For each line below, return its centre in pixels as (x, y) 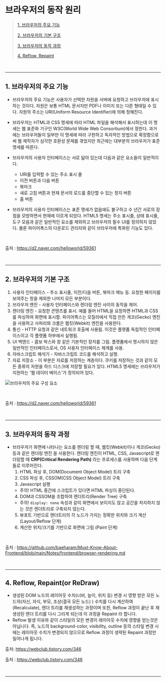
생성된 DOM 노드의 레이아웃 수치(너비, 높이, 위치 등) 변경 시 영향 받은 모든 (83, 596)
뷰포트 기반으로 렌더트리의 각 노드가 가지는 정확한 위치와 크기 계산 (83, 515)
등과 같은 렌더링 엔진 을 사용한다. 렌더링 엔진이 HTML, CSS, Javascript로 (83, 453)
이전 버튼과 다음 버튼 (40, 180)
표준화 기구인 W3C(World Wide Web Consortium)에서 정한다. (87, 128)
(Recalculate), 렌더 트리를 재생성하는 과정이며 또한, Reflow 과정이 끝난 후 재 (86, 608)
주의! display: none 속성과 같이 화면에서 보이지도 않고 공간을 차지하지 (87, 503)
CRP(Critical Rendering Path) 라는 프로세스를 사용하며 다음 (89, 460)
